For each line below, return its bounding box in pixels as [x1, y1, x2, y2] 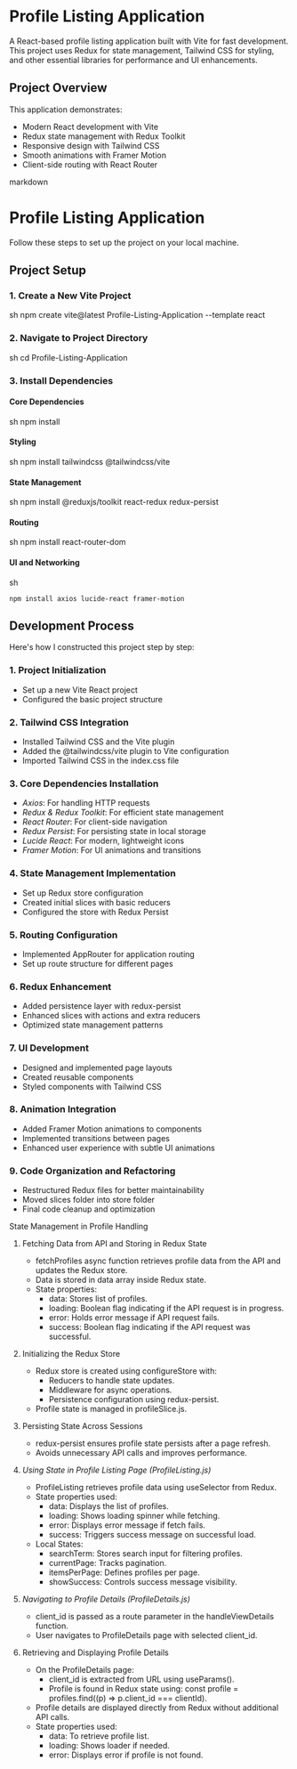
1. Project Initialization [9, 664, 107, 677]
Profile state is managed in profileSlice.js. [35, 1404, 188, 1415]
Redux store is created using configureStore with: [35, 1366, 218, 1376]
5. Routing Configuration [9, 929, 118, 941]
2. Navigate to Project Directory [9, 332, 148, 345]
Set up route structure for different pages [21, 958, 173, 969]
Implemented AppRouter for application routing [21, 948, 196, 959]
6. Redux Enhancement [9, 980, 112, 993]
